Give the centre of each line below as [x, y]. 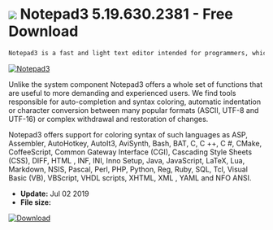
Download [43, 31]
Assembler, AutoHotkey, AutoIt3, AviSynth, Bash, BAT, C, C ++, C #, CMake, [135, 143]
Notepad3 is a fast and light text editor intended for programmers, [129, 53]
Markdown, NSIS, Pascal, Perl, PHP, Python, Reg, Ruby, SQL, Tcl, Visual [128, 169]
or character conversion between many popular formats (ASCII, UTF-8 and [134, 110]
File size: [35, 202]
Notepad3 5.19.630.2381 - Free [126, 14]
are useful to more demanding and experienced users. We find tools [122, 93]
